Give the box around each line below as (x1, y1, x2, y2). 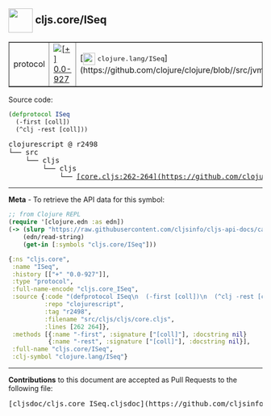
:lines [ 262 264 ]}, (44, 322, 110, 331)
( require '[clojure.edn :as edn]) (8, 218, 125, 226)
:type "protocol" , (11, 278, 74, 286)
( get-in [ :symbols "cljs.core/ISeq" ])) (23, 240, 157, 249)
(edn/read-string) (23, 233, 85, 242)
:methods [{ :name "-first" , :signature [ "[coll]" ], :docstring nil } (11, 330, 248, 338)
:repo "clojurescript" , (44, 300, 125, 309)
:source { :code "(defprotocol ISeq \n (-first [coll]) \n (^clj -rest (11, 292, 254, 301)
